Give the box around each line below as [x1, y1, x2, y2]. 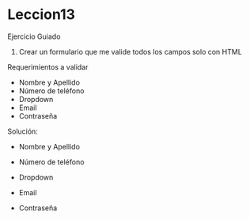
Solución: [7, 126, 39, 136]
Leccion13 [7, 6, 76, 24]
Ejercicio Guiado [7, 32, 61, 41]
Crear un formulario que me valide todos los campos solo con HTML [18, 47, 242, 56]
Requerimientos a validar [7, 62, 89, 72]
